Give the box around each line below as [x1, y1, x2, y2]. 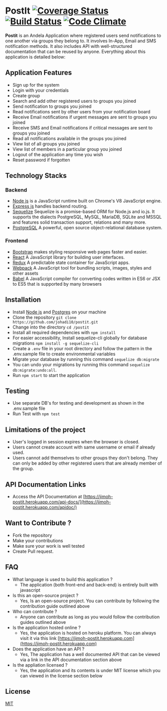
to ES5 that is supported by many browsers [12, 281, 102, 287]
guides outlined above [20, 619, 66, 625]
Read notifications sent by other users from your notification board [12, 108, 150, 114]
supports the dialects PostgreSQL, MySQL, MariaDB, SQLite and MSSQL [12, 214, 162, 220]
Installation [5, 295, 41, 304]
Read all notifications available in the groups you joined [12, 135, 127, 141]
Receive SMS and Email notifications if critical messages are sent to [12, 124, 153, 131]
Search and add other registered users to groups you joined [12, 98, 136, 104]
